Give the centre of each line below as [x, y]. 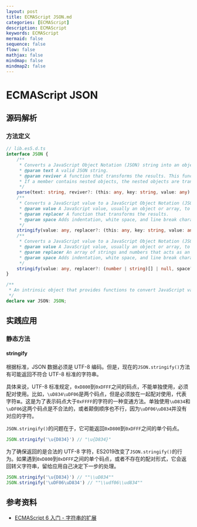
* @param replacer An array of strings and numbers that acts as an [105, 252]
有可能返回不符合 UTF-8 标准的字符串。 [54, 374]
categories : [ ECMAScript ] [38, 22]
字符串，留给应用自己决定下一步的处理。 [70, 466]
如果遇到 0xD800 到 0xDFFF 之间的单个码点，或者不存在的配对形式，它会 [99, 459]
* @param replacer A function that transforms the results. [94, 214]
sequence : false [26, 45]
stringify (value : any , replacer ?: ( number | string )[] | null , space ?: [106, 268]
